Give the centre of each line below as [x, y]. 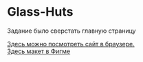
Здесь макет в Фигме [39, 51]
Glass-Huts [40, 12]
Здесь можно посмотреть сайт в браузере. [71, 44]
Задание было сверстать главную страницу [71, 31]
